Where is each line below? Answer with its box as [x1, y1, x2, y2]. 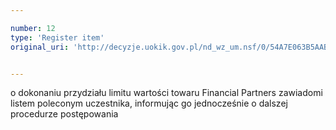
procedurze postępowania [10, 108, 119, 120]
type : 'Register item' [10, 32, 105, 43]
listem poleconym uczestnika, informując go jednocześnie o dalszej [10, 97, 288, 110]
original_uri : [10, 42, 70, 52]
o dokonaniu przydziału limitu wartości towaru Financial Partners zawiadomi [10, 87, 323, 99]
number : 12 [10, 23, 56, 33]
